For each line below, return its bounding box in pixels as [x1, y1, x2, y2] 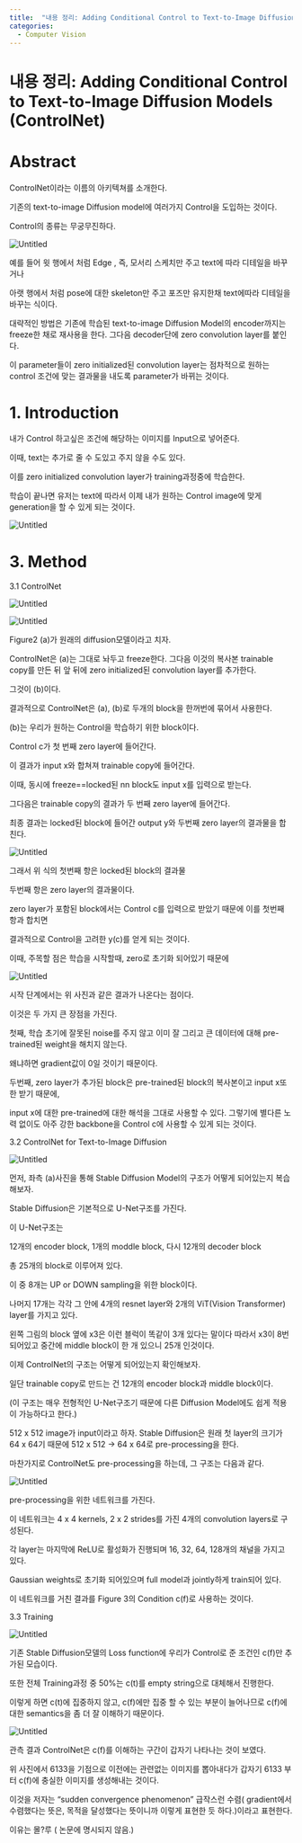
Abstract [9, 151, 76, 172]
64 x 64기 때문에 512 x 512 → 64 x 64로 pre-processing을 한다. [9, 1439, 239, 1450]
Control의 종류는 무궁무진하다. [9, 220, 117, 231]
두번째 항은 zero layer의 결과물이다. [9, 885, 135, 895]
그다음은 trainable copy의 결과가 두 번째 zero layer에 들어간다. [9, 798, 231, 809]
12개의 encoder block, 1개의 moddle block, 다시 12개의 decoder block [9, 1242, 262, 1252]
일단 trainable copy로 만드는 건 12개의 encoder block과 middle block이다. [9, 1378, 274, 1389]
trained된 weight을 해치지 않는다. [9, 1039, 128, 1050]
